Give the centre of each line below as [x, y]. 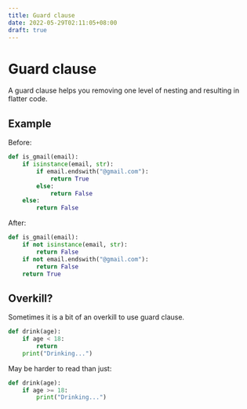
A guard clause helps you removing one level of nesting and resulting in [124, 90]
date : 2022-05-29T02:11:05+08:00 [63, 23]
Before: [20, 143]
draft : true [27, 30]
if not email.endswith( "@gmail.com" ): [85, 259]
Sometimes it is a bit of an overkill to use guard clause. [96, 317]
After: [17, 223]
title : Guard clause [42, 15]
